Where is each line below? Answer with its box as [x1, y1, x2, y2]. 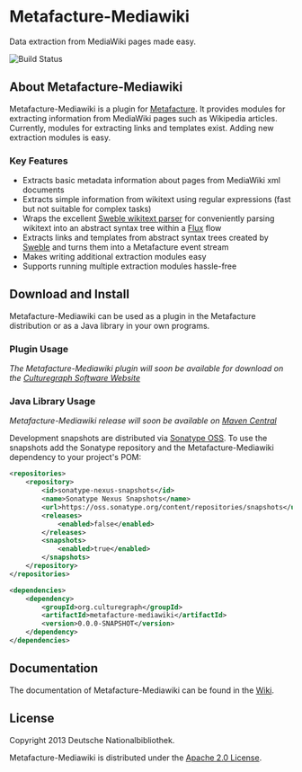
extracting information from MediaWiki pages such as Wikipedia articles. [9, 112, 278, 123]
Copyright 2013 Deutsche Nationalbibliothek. [9, 734, 175, 745]
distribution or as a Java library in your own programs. [9, 320, 210, 331]
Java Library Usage [9, 395, 96, 408]
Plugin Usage [9, 342, 69, 355]
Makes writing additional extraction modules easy [22, 252, 207, 262]
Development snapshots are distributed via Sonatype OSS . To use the [9, 433, 268, 444]
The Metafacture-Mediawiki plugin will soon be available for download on [9, 363, 284, 374]
